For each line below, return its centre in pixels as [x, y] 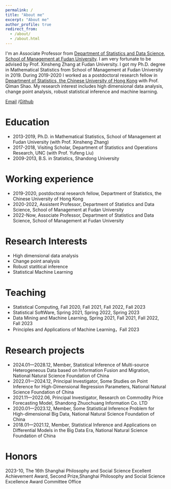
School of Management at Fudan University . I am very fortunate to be [78, 59]
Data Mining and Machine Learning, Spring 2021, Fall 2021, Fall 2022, [86, 318]
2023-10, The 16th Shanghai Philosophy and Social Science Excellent [78, 471]
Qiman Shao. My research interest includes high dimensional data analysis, [84, 86]
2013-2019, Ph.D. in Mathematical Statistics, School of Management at [87, 136]
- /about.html [25, 39]
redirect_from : [22, 29]
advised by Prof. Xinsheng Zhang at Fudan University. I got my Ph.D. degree [85, 64]
